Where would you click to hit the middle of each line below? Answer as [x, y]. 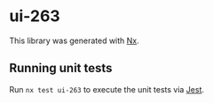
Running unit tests [61, 68]
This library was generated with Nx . [74, 40]
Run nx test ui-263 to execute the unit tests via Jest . [107, 89]
